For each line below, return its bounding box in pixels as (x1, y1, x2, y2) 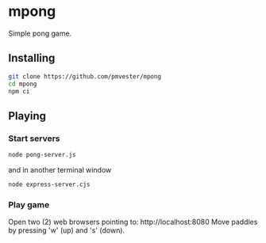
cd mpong (8, 80, 37, 88)
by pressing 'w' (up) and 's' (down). (8, 226, 125, 235)
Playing (8, 109, 46, 123)
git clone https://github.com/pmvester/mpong (8, 72, 161, 81)
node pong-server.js (8, 151, 77, 159)
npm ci (8, 87, 30, 95)
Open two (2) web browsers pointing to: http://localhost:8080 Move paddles (8, 217, 258, 227)
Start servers (8, 133, 61, 144)
